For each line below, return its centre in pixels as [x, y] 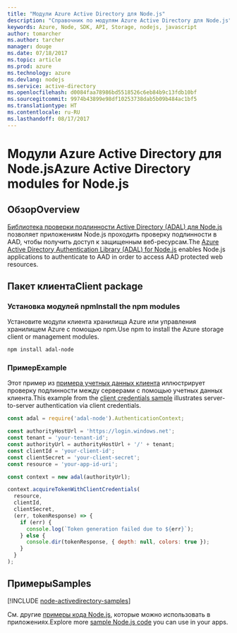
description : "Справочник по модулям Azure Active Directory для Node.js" [120, 20]
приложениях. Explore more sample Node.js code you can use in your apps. [118, 622]
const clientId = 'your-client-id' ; [61, 451]
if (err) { [36, 522]
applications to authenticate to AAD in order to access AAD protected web [115, 257]
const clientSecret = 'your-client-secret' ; [74, 457]
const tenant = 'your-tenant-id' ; [58, 438]
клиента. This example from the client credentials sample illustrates [105, 398]
